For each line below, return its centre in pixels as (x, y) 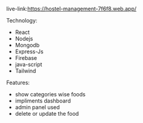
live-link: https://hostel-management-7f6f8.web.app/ (71, 9)
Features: (18, 82)
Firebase (26, 58)
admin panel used (37, 107)
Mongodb (27, 45)
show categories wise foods (50, 94)
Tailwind (25, 71)
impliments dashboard (43, 101)
